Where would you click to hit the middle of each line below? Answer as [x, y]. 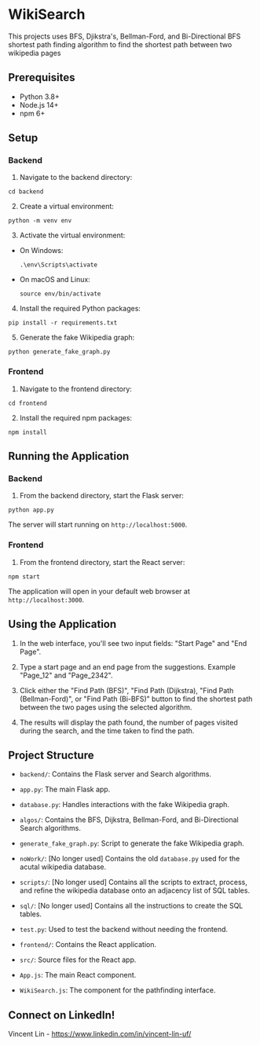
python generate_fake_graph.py [59, 352]
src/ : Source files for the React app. [78, 960]
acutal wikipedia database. [63, 867]
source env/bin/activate [60, 294]
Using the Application [62, 624]
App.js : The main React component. [78, 975]
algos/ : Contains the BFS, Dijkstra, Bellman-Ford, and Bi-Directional [129, 820]
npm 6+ [32, 113]
